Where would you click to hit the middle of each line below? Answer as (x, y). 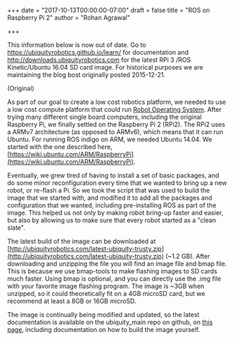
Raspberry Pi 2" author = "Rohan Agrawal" (69, 18)
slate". (16, 227)
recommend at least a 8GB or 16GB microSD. (72, 301)
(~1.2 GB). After (188, 256)
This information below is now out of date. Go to (77, 45)
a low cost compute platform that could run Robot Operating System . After (115, 109)
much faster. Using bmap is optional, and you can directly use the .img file (114, 278)
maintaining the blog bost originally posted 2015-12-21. (87, 75)
